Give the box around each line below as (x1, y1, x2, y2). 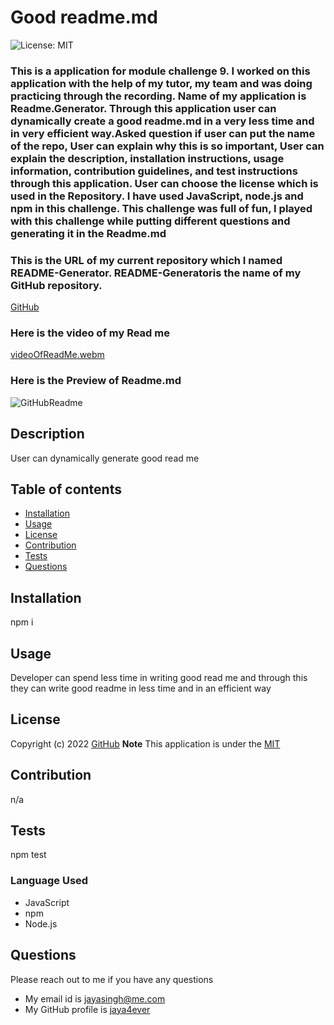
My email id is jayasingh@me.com (24, 992, 166, 1005)
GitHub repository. (10, 278, 103, 292)
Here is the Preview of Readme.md (10, 374, 182, 388)
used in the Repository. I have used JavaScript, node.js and (10, 189, 304, 203)
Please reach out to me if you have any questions (10, 973, 214, 985)
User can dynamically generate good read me (10, 452, 200, 464)
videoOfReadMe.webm (10, 349, 105, 361)
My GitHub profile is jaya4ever (24, 1003, 151, 1015)
